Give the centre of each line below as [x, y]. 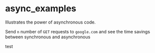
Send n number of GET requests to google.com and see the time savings [78, 31]
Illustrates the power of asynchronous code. [51, 22]
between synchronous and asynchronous [48, 37]
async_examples [41, 9]
